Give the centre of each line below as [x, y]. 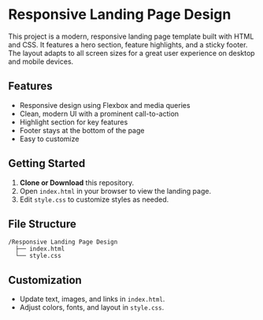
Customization [45, 280]
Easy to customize [49, 139]
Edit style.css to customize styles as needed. [94, 199]
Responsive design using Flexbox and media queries [105, 105]
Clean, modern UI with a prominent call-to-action [99, 113]
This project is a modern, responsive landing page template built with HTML [131, 36]
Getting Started [47, 164]
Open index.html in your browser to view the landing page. [115, 191]
